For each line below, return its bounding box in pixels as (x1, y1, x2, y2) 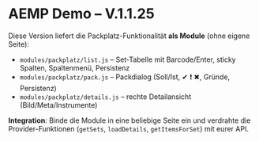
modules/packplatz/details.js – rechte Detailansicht (19, 92, 192, 101)
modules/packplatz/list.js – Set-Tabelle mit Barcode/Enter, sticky (19, 55, 236, 64)
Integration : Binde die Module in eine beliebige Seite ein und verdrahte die (8, 116, 251, 125)
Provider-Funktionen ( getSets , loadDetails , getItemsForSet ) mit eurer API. (8, 124, 249, 133)
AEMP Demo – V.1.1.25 (8, 5, 156, 23)
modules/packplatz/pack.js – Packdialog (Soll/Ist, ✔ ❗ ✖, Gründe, (19, 72, 231, 82)
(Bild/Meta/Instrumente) (19, 100, 98, 109)
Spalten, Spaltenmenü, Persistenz (19, 63, 130, 72)
